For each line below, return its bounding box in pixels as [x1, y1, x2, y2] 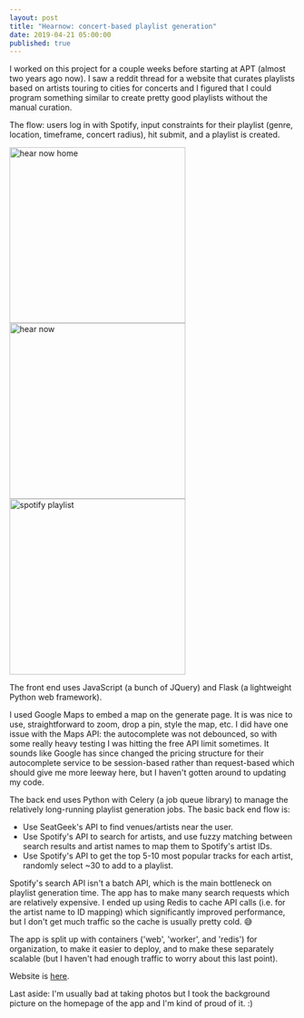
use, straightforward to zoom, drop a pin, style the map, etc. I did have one [9, 719, 289, 730]
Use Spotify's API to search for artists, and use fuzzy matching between [22, 831, 293, 842]
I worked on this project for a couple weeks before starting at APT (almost [9, 64, 286, 74]
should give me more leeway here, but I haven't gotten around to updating [9, 768, 287, 778]
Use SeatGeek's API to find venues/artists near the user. [22, 822, 234, 833]
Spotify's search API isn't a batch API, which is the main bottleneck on [9, 877, 272, 889]
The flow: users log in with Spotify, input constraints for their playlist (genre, [9, 120, 293, 131]
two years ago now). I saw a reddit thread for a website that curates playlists [9, 73, 295, 84]
